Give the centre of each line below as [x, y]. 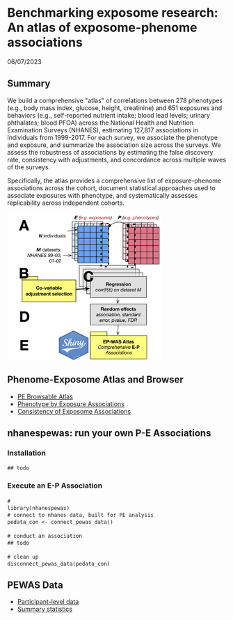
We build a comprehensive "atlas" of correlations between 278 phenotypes [115, 100]
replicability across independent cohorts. [66, 203]
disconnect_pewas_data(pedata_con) [59, 564]
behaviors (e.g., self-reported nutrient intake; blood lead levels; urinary [109, 115]
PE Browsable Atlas [45, 396]
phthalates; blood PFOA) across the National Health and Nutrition [101, 123]
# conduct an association [45, 536]
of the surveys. [29, 167]
